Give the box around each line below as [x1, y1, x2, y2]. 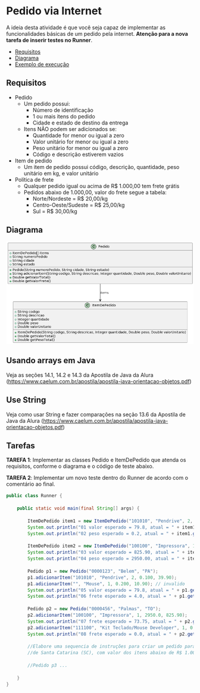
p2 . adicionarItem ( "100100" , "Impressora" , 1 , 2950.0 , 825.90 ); [27, 612, 187, 619]
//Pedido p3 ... [27, 663, 68, 669]
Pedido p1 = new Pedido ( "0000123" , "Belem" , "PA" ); [27, 568, 159, 574]
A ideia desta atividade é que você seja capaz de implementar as [6, 24, 165, 31]
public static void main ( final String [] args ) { [17, 505, 140, 511]
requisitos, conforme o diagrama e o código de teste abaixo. [6, 463, 154, 470]
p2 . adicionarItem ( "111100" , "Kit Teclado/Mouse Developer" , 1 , [27, 625, 187, 630]
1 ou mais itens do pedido [32, 113, 95, 120]
